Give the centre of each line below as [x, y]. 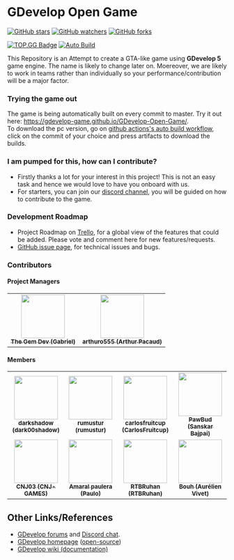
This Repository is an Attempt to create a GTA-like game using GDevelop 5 [114, 58]
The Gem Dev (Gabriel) [43, 341]
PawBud [200, 420]
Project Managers [34, 281]
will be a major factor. [38, 80]
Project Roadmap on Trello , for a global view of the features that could [118, 232]
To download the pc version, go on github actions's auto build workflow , [111, 129]
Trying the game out [42, 98]
